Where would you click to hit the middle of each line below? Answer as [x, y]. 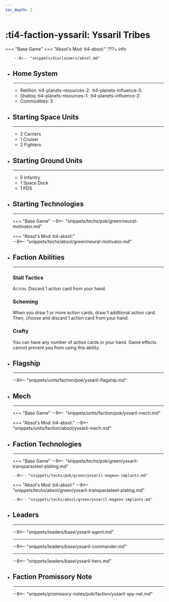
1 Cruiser [29, 139]
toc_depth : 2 [19, 10]
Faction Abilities [38, 257]
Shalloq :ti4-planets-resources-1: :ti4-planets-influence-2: [80, 96]
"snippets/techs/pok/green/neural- [102, 221]
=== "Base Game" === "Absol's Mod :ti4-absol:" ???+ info [66, 49]
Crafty [20, 331]
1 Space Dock [34, 183]
